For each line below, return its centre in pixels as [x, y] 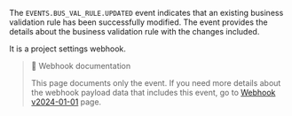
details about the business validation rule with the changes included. [134, 31]
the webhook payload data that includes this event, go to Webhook [153, 93]
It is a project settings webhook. [68, 49]
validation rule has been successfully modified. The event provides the [138, 22]
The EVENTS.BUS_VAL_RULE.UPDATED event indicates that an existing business [146, 13]
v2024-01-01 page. [66, 102]
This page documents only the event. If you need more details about [156, 83]
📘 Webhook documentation [81, 66]
